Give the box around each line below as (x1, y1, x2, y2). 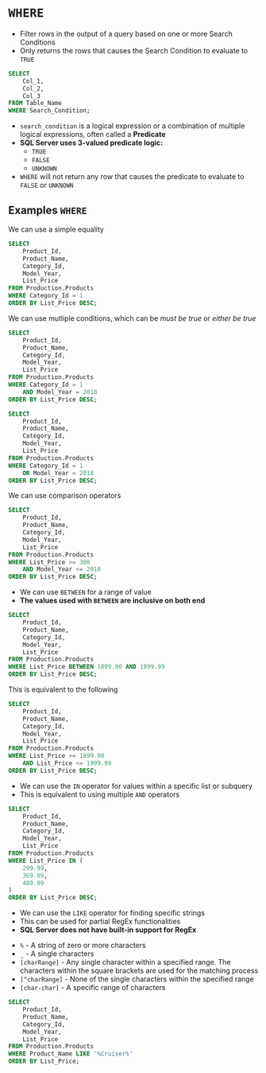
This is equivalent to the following (8, 685, 118, 694)
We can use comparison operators (8, 491, 121, 501)
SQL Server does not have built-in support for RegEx (19, 925, 197, 934)
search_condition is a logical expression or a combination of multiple (19, 121, 245, 131)
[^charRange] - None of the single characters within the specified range (19, 974, 254, 984)
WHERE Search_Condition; (8, 107, 91, 115)
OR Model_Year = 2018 (22, 469, 94, 477)
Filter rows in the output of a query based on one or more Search (19, 29, 233, 38)
